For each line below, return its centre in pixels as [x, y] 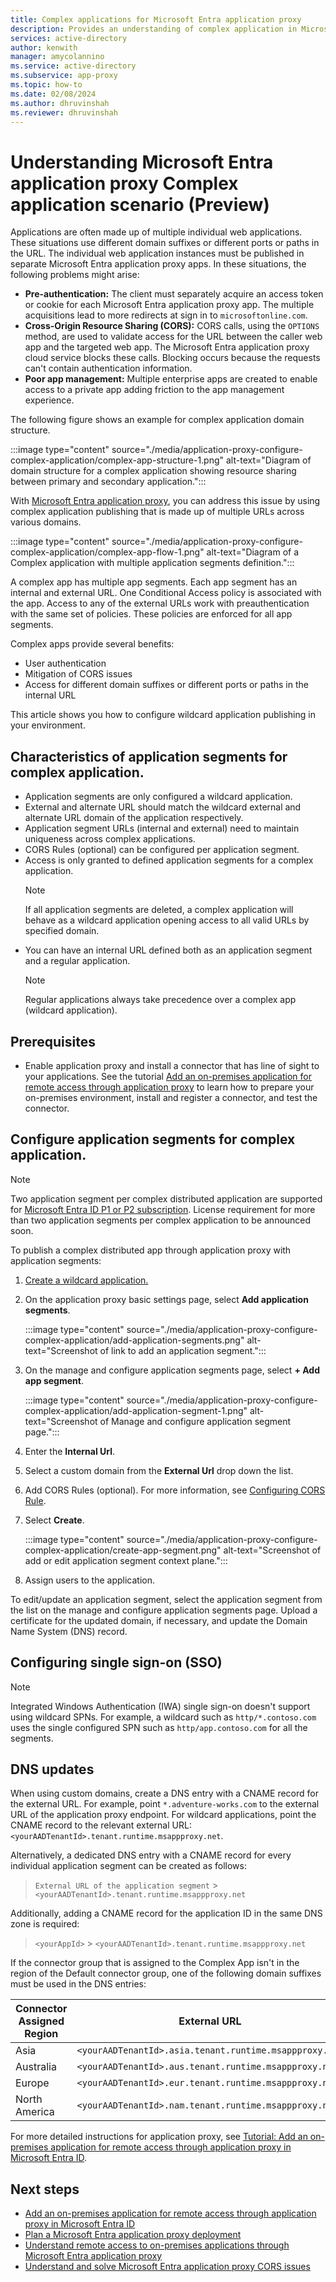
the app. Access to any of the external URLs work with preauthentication [160, 603]
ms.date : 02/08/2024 [53, 94]
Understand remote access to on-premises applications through [157, 2245]
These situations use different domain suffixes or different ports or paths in [165, 243]
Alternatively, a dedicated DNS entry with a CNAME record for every [151, 1855]
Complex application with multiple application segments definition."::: [152, 563]
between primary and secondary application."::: [108, 482]
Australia [36, 2067]
